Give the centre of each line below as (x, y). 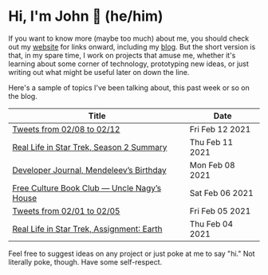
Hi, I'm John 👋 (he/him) (86, 16)
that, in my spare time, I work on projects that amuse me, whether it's (122, 55)
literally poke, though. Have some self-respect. (85, 261)
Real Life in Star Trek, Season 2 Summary (90, 147)
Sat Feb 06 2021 (221, 193)
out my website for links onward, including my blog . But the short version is (132, 46)
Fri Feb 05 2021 (220, 210)
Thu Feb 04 (211, 224)
